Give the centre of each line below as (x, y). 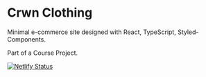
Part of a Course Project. (43, 53)
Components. (27, 39)
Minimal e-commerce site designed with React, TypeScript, (92, 32)
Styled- (188, 32)
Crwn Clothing (50, 13)
